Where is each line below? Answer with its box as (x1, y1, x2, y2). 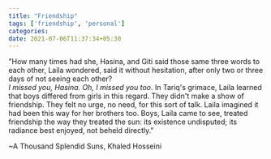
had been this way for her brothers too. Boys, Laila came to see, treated (8, 109, 248, 118)
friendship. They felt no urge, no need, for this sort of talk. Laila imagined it (8, 100, 259, 110)
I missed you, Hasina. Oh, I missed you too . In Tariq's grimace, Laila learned (8, 83, 262, 92)
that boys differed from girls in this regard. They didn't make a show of (8, 91, 245, 101)
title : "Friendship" (8, 11, 79, 20)
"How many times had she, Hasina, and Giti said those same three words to (8, 57, 260, 67)
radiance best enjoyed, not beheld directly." (8, 126, 154, 135)
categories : (8, 27, 49, 35)
